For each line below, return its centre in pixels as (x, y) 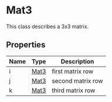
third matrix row (74, 90)
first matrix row (73, 71)
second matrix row (78, 81)
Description (77, 61)
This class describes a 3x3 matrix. (47, 26)
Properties (26, 45)
